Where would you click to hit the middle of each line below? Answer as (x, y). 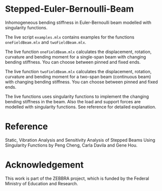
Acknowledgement (44, 165)
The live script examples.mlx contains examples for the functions (70, 37)
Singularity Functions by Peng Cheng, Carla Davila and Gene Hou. (71, 145)
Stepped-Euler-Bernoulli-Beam (70, 9)
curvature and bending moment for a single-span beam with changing (76, 57)
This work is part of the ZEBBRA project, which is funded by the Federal (77, 178)
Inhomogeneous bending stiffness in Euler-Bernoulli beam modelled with (78, 22)
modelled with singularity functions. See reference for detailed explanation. (81, 107)
